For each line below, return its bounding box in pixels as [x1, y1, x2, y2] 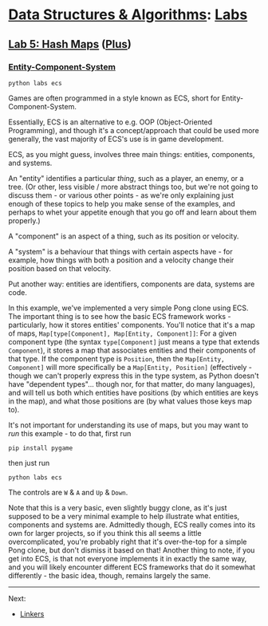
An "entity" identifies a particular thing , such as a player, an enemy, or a [8, 173, 244, 183]
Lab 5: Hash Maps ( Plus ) [8, 37, 132, 51]
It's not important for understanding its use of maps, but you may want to [8, 420, 249, 430]
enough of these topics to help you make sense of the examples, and [8, 199, 235, 208]
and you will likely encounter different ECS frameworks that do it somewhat [8, 562, 256, 572]
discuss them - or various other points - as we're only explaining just [8, 190, 234, 200]
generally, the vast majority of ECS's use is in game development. [8, 134, 224, 144]
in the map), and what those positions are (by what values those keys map [8, 396, 253, 406]
